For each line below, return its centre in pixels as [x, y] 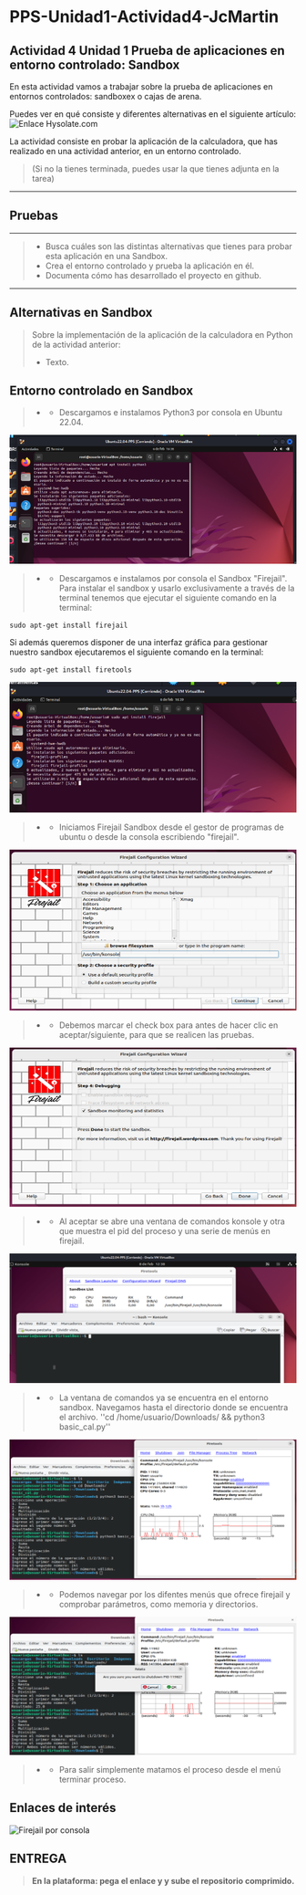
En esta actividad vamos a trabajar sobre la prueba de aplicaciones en [141, 87]
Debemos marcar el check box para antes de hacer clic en [168, 1025]
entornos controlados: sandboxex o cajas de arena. [106, 96]
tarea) [43, 178]
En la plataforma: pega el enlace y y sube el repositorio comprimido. [163, 1880]
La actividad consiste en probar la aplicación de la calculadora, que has [143, 141]
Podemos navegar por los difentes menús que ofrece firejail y [174, 1595]
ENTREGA [38, 1859]
